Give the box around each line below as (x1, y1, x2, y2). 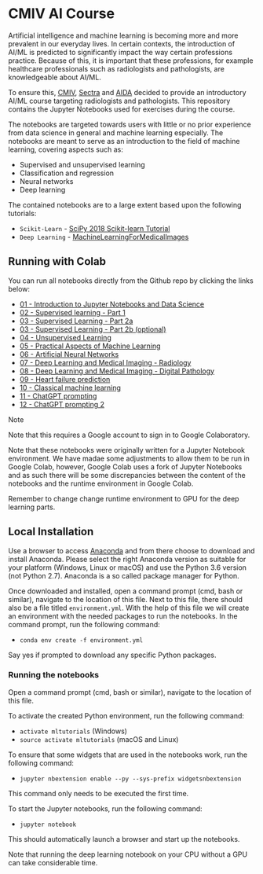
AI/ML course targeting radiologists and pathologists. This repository (8, 96, 231, 105)
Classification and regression (19, 168, 115, 178)
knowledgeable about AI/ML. (8, 72, 102, 82)
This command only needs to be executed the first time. (8, 788, 189, 798)
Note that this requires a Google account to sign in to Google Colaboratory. (8, 430, 250, 439)
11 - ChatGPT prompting (19, 391, 97, 401)
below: (8, 284, 30, 293)
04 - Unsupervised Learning (19, 332, 111, 342)
